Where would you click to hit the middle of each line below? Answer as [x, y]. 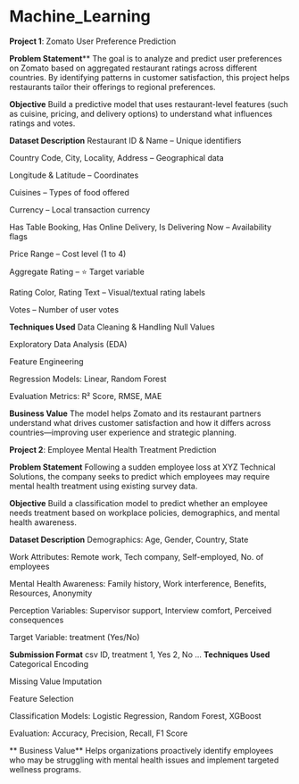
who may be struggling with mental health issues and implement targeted [144, 760]
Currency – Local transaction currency [80, 209]
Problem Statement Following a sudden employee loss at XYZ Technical [142, 467]
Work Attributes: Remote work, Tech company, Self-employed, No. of [137, 556]
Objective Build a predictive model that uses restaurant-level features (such [149, 104]
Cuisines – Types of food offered [69, 192]
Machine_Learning [80, 17]
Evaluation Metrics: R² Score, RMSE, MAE [86, 396]
